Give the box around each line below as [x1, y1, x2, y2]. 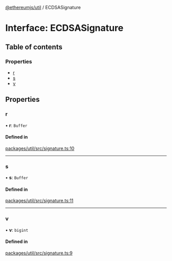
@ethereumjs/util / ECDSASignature [5, 5, 81, 10]
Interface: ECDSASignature [5, 23, 124, 34]
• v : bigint [5, 227, 29, 233]
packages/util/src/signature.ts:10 [5, 145, 75, 151]
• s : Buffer [5, 175, 28, 181]
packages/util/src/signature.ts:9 [5, 250, 73, 256]
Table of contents [5, 42, 62, 51]
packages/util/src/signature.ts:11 [5, 198, 74, 204]
